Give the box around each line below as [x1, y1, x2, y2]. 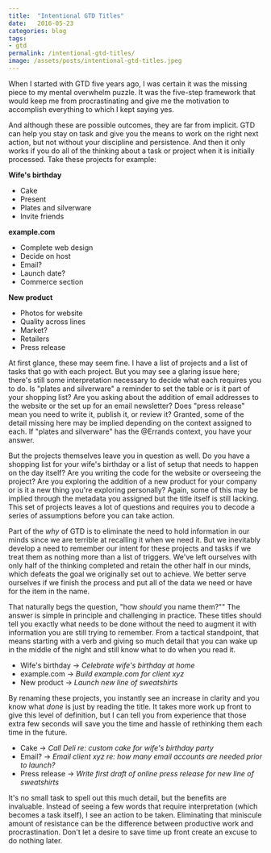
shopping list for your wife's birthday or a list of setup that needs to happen [8, 459, 260, 468]
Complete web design [19, 243, 94, 252]
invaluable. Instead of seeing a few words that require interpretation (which [8, 801, 258, 811]
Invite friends [19, 211, 65, 221]
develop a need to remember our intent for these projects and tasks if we [8, 543, 252, 553]
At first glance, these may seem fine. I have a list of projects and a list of [8, 358, 248, 368]
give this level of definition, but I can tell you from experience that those [8, 710, 247, 720]
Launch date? [19, 268, 66, 278]
